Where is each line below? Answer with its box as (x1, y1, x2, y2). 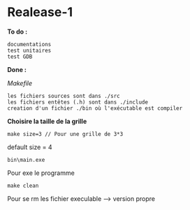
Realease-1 (7, 4, 73, 20)
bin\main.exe (7, 156, 45, 163)
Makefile (7, 78, 33, 87)
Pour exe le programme (7, 169, 75, 177)
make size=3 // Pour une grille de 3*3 (7, 130, 124, 137)
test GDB (7, 53, 33, 60)
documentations (7, 41, 52, 48)
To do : (7, 27, 28, 36)
